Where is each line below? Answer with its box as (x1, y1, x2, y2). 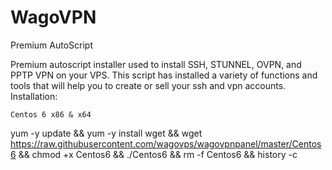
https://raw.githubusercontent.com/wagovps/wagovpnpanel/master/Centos (10, 137, 322, 150)
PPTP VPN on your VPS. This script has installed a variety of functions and (10, 69, 318, 81)
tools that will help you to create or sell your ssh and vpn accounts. (10, 79, 287, 91)
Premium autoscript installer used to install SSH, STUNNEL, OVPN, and (10, 58, 302, 70)
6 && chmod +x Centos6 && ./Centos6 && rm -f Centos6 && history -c (10, 148, 298, 160)
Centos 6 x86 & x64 (10, 109, 92, 120)
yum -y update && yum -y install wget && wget (10, 127, 203, 139)
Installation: (10, 90, 58, 102)
